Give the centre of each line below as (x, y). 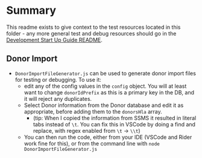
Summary (31, 11)
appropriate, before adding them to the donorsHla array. (93, 111)
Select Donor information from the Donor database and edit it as (104, 105)
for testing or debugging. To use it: (58, 79)
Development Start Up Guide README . (54, 40)
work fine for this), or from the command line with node (92, 143)
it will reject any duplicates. (58, 99)
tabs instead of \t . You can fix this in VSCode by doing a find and (114, 124)
